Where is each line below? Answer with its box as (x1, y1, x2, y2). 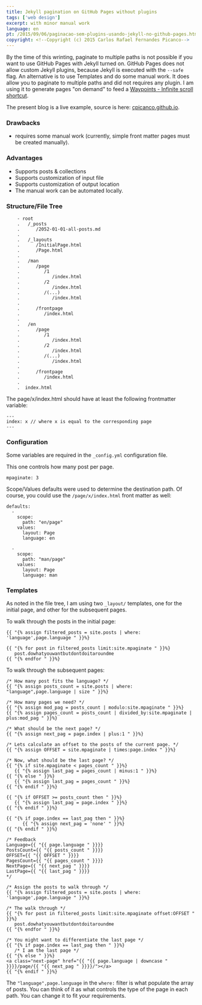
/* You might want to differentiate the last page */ (6, 937, 144, 943)
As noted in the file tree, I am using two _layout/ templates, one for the (6, 600, 182, 607)
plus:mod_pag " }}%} (6, 715, 58, 721)
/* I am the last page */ (14, 948, 79, 954)
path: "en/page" (22, 520, 63, 526)
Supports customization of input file (14, 174, 104, 181)
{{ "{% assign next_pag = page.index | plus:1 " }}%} (6, 731, 144, 737)
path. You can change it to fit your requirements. (6, 992, 126, 1000)
